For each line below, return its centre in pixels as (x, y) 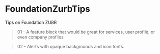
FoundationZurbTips (48, 9)
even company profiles (40, 37)
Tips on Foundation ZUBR (31, 22)
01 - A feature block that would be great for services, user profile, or (86, 32)
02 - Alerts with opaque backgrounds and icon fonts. (70, 46)
